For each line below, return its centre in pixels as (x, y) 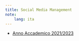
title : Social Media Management (39, 10)
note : (11, 14)
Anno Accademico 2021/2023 (43, 33)
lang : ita (24, 19)
